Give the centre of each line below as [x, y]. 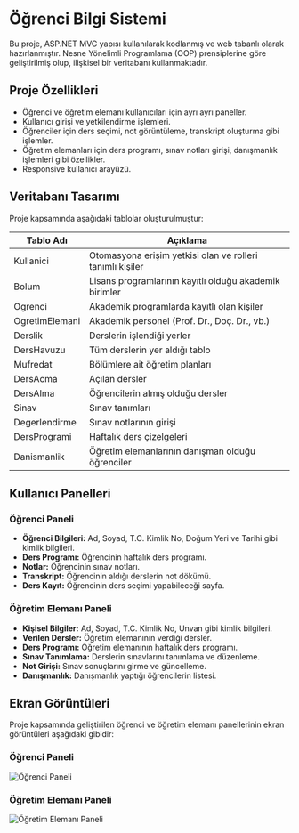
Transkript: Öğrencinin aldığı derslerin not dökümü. [117, 576]
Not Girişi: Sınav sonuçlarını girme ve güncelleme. [114, 666]
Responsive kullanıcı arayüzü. [77, 168]
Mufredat [33, 364]
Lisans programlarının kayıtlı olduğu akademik [184, 280]
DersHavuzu [40, 350]
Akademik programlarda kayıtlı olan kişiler [176, 306]
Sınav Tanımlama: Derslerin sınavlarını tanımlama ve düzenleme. [141, 656]
